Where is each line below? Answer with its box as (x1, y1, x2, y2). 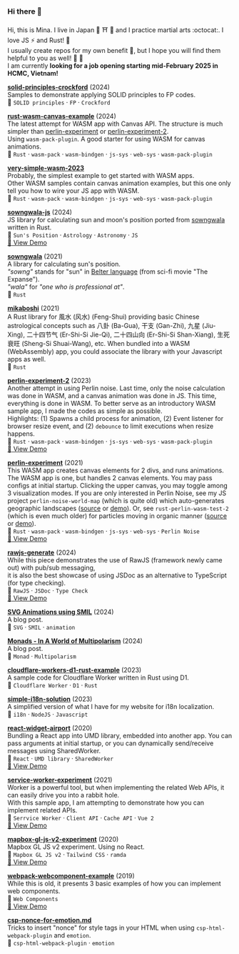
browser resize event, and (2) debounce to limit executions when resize (7, 422, 214, 431)
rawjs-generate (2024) (7, 548, 76, 557)
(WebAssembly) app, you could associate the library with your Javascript (7, 347, 223, 356)
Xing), (7, 330, 25, 339)
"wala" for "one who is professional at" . (7, 282, 125, 292)
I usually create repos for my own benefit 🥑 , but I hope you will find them (7, 46, 221, 55)
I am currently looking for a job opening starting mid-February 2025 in (7, 61, 219, 70)
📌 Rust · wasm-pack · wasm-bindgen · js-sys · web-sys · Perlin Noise (7, 527, 200, 535)
